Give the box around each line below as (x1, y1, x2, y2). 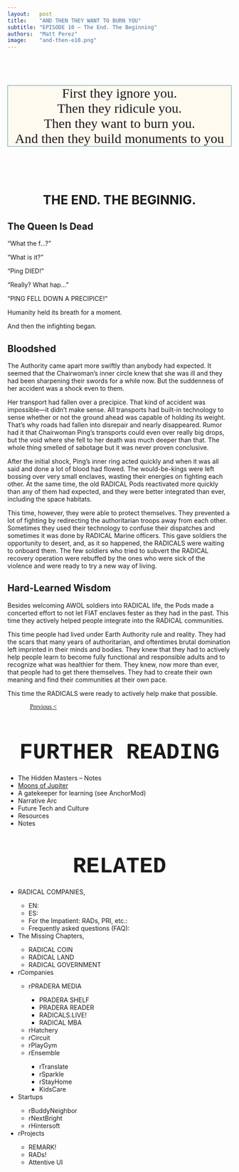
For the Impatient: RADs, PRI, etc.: (28, 916, 128, 925)
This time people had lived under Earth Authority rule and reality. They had (7, 630, 226, 638)
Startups (17, 1092, 43, 1101)
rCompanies (17, 968, 54, 976)
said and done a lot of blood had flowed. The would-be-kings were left (7, 464, 215, 473)
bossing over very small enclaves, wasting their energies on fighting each (7, 472, 223, 480)
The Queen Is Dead (7, 220, 94, 232)
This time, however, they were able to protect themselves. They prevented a (7, 508, 230, 517)
